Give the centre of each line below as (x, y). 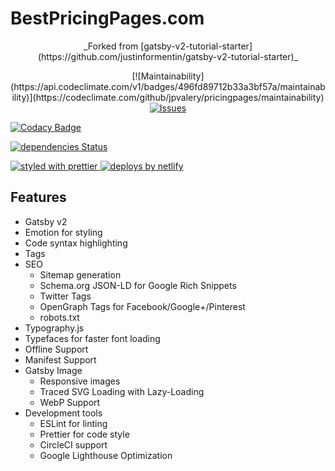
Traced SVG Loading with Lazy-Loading (122, 391)
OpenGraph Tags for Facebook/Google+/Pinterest (142, 306)
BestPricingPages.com (107, 18)
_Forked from (111, 46)
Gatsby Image (53, 370)
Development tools (63, 413)
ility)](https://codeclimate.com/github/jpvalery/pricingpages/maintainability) (168, 97)
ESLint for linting (73, 423)
